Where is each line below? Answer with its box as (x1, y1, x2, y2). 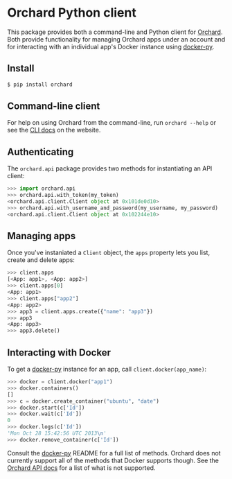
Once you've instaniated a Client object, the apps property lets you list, (7, 248, 210, 257)
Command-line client (7, 101, 100, 112)
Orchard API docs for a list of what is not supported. (7, 463, 156, 472)
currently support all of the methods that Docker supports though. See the (7, 456, 220, 464)
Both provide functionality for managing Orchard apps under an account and (7, 35, 226, 43)
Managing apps (7, 230, 76, 242)
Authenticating (7, 146, 74, 157)
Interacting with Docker (7, 347, 111, 358)
